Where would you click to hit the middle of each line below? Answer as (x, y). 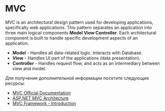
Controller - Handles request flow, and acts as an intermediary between (86, 63)
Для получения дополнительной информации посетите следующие (77, 78)
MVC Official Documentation (41, 93)
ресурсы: (15, 83)
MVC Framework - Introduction (44, 103)
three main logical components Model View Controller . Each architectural (81, 33)
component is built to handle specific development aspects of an (72, 38)
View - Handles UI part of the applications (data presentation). (76, 58)
